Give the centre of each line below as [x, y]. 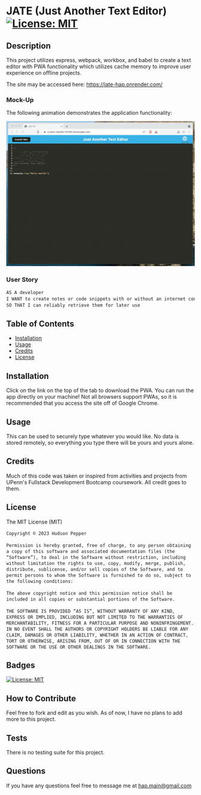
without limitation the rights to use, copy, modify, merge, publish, [96, 563]
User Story [22, 279]
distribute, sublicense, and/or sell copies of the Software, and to [95, 569]
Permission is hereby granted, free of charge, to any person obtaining [99, 545]
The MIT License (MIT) [34, 522]
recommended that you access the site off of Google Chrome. [83, 403]
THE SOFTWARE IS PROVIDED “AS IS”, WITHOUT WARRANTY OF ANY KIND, [91, 611]
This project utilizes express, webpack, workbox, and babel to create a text [99, 60]
